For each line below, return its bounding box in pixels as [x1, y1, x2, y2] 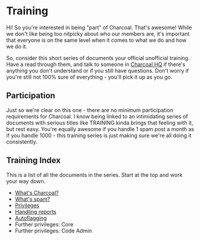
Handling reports [14, 208, 57, 215]
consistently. [6, 138, 38, 145]
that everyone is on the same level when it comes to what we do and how [6, 36, 187, 43]
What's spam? [14, 195, 51, 202]
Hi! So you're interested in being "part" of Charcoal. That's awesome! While [6, 24, 192, 31]
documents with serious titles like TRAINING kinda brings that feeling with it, [6, 119, 193, 126]
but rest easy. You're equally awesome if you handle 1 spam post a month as [6, 125, 195, 132]
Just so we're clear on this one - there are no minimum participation [6, 106, 173, 114]
